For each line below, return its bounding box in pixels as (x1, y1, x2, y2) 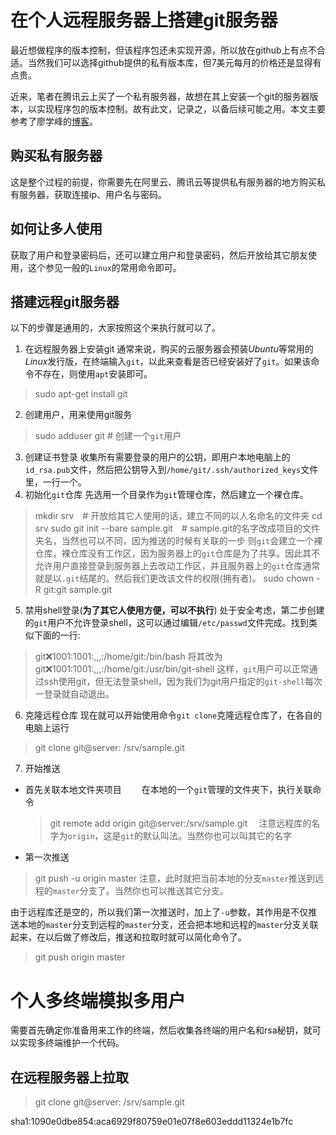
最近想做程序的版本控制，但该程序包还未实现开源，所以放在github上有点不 (10, 44, 317, 56)
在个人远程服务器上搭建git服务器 (10, 9, 278, 32)
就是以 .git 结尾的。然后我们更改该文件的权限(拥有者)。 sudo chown (34, 572, 315, 585)
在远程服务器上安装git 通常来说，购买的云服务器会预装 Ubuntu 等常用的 (24, 343, 314, 355)
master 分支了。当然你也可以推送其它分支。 (52, 885, 229, 897)
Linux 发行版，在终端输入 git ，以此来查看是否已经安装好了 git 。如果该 (24, 356, 312, 368)
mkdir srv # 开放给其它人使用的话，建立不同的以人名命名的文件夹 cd (34, 510, 323, 522)
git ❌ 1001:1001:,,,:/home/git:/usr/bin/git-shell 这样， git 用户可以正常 (34, 663, 310, 675)
